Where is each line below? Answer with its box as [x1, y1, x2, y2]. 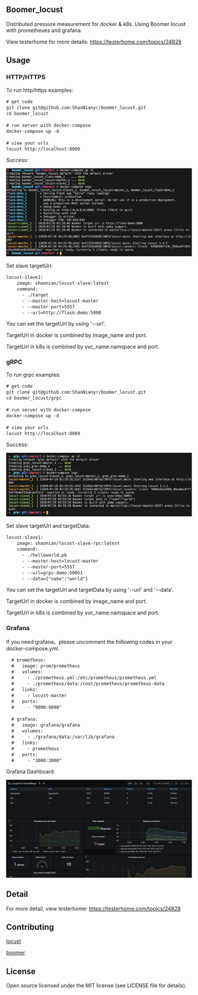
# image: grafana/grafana [11, 722, 81, 728]
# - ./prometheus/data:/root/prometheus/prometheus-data [11, 680, 165, 686]
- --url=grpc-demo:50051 [21, 570, 83, 576]
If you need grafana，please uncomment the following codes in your [6, 638, 173, 645]
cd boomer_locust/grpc [6, 395, 62, 401]
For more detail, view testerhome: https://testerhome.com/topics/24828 [6, 905, 181, 912]
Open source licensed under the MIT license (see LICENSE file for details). [6, 982, 187, 989]
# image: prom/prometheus [11, 663, 81, 669]
